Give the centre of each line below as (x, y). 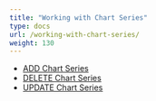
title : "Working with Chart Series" (78, 18)
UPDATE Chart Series (63, 87)
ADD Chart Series (55, 69)
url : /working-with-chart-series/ (75, 34)
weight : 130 (32, 43)
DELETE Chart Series (62, 78)
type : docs (30, 26)
